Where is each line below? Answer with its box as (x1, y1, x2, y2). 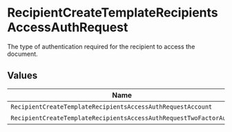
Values (7, 70, 38, 82)
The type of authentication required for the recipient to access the (7, 42, 195, 50)
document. (7, 50, 38, 58)
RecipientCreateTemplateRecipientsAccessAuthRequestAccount (10, 102, 213, 111)
